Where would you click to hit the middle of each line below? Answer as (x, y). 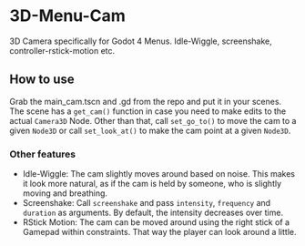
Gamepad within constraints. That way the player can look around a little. (159, 232)
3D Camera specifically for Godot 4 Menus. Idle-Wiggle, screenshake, (141, 41)
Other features (43, 154)
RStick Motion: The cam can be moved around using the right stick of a (156, 222)
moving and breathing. (65, 193)
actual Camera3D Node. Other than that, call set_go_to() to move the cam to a (153, 120)
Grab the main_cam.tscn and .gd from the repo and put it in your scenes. (146, 101)
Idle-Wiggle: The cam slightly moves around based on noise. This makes (159, 174)
